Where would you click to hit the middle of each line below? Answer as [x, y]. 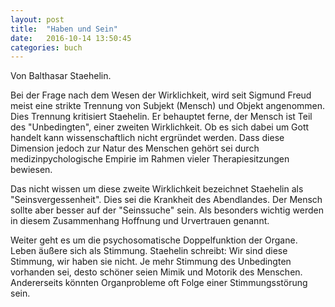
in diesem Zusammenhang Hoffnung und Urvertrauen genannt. [140, 221]
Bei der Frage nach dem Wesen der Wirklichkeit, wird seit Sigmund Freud [161, 95]
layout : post [37, 19]
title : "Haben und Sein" [64, 29]
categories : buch [46, 47]
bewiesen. [31, 170]
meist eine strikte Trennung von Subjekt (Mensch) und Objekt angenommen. [168, 106]
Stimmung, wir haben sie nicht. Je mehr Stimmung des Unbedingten [151, 262]
